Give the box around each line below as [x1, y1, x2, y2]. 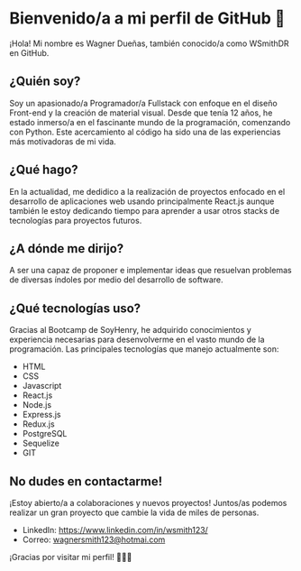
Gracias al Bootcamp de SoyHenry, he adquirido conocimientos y [9, 325, 252, 336]
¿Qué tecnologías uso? [9, 300, 141, 316]
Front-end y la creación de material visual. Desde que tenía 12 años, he [9, 107, 273, 118]
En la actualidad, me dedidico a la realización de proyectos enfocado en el [9, 186, 286, 197]
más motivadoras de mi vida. [9, 135, 117, 147]
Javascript [22, 381, 62, 391]
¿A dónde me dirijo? [9, 241, 124, 256]
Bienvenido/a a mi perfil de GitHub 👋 [9, 8, 286, 29]
